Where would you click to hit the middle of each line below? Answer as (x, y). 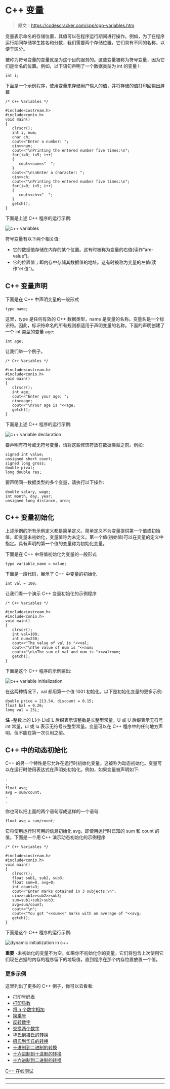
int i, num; (25, 132)
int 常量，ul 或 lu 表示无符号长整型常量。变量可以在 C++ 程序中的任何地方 (82, 726)
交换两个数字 (26, 1028)
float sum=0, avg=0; (34, 883)
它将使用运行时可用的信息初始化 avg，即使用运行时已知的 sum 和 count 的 (82, 831)
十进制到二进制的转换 (35, 1047)
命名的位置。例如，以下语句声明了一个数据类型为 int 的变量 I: (77, 66)
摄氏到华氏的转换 (30, 1041)
